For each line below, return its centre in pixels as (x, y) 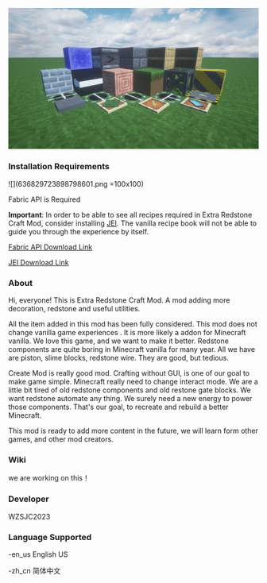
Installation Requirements (59, 167)
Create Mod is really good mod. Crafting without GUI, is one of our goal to (129, 373)
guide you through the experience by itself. (79, 231)
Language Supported (50, 537)
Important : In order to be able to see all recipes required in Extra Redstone (130, 214)
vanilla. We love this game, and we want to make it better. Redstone (118, 341)
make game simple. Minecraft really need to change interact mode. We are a (133, 382)
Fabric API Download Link (50, 247)
